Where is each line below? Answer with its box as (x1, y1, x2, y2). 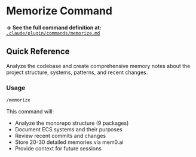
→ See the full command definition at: (6, 24, 102, 31)
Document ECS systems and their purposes (14, 125, 122, 133)
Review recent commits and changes (14, 132, 106, 139)
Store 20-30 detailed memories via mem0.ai (14, 138, 124, 146)
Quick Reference (6, 47, 70, 57)
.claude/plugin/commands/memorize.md (6, 30, 100, 36)
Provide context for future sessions (14, 144, 102, 152)
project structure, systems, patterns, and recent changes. (6, 69, 148, 76)
